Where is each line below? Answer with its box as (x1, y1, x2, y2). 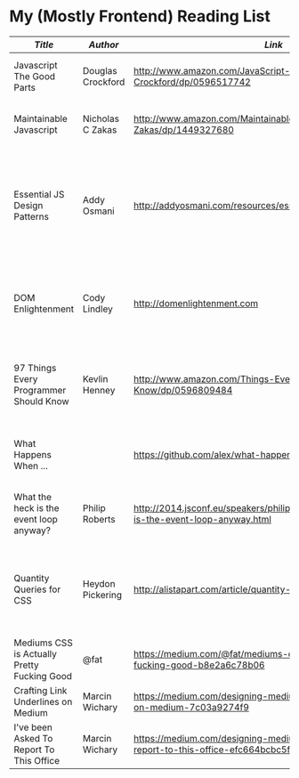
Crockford (82, 76, 125, 88)
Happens (13, 448, 52, 460)
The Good (13, 69, 56, 82)
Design (13, 199, 44, 211)
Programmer (13, 384, 67, 396)
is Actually (13, 647, 58, 660)
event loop (13, 513, 58, 525)
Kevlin (82, 372, 109, 385)
